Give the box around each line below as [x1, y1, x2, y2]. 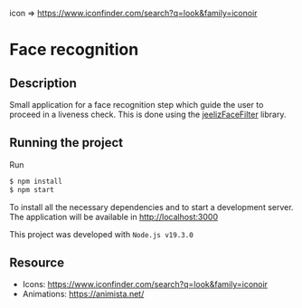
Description [9, 75, 77, 91]
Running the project [9, 135, 124, 150]
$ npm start [9, 185, 54, 194]
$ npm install [9, 177, 63, 186]
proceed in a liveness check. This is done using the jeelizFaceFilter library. [9, 109, 287, 120]
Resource [9, 255, 65, 270]
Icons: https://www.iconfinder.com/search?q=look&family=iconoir [22, 279, 269, 290]
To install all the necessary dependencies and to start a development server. [9, 201, 294, 212]
